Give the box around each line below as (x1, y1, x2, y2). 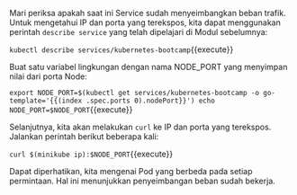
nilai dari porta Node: (9, 71, 88, 82)
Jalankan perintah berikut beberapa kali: (9, 131, 159, 142)
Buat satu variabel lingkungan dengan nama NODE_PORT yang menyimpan (9, 62, 288, 72)
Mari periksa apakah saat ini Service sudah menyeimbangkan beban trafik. (9, 8, 286, 18)
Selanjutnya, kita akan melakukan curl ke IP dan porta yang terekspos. (9, 121, 272, 132)
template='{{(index (9, 96, 83, 105)
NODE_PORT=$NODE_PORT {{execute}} (9, 104, 133, 115)
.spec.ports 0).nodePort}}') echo (85, 96, 216, 105)
